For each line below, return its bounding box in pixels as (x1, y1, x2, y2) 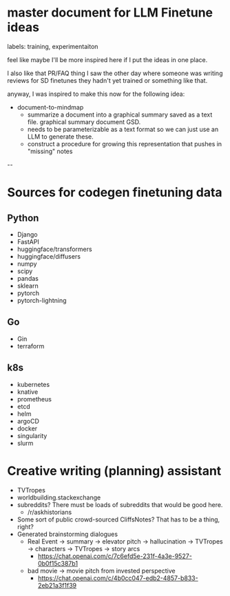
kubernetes (17, 380, 50, 388)
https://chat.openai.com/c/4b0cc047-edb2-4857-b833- (37, 574, 198, 582)
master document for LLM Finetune (7, 5, 213, 21)
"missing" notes (27, 147, 73, 155)
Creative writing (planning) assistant (7, 463, 222, 479)
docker (17, 424, 38, 433)
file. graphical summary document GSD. (27, 117, 141, 126)
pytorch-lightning (17, 296, 67, 304)
